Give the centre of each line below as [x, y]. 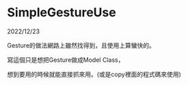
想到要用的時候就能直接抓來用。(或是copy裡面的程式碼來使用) [94, 74]
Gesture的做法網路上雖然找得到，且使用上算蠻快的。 [81, 45]
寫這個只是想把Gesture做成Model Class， [66, 60]
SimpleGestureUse [62, 13]
